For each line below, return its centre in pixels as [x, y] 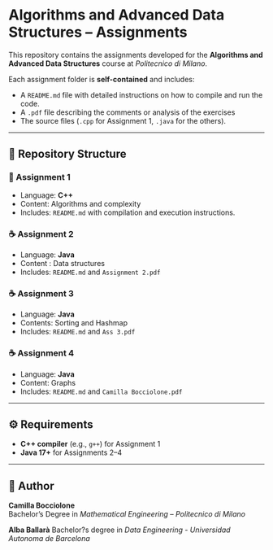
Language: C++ [46, 195]
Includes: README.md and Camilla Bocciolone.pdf [101, 391]
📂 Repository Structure [67, 154]
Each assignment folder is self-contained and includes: [102, 79]
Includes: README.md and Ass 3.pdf [78, 332]
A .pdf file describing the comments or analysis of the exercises [128, 112]
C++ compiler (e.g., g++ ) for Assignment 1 [90, 444]
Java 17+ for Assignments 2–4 [71, 452]
